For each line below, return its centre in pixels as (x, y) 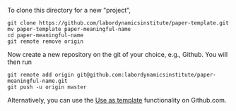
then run (20, 62)
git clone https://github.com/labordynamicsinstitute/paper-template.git (118, 23)
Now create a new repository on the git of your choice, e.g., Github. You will (118, 54)
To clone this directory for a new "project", (69, 10)
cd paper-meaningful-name (45, 35)
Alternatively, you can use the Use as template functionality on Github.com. (117, 100)
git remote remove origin (45, 41)
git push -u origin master (47, 87)
